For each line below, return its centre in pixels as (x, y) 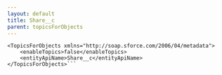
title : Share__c (31, 20)
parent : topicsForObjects (45, 27)
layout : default (31, 14)
